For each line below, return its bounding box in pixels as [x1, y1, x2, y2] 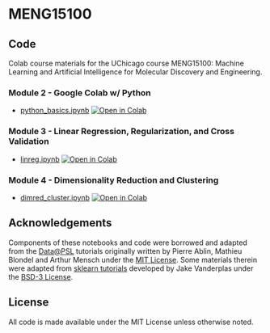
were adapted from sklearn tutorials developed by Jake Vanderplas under [8, 263, 254, 273]
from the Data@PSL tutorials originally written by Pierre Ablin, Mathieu [8, 246, 243, 255]
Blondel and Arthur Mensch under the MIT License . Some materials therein [8, 255, 257, 264]
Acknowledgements [8, 216, 112, 230]
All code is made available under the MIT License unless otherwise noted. [8, 317, 254, 327]
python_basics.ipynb [19, 106, 90, 116]
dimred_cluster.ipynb [19, 192, 91, 202]
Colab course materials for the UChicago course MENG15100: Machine [8, 58, 244, 68]
